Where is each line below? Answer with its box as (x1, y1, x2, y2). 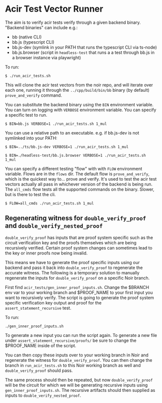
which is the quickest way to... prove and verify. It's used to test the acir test (5, 176, 157, 182)
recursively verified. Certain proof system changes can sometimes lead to (5, 245, 152, 251)
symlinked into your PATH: (5, 135, 58, 141)
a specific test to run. (5, 112, 47, 118)
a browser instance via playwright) (12, 54, 81, 60)
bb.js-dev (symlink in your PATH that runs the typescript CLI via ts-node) (12, 44, 157, 50)
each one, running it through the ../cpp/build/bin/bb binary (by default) (5, 87, 150, 93)
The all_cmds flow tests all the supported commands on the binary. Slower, (5, 186, 155, 192)
